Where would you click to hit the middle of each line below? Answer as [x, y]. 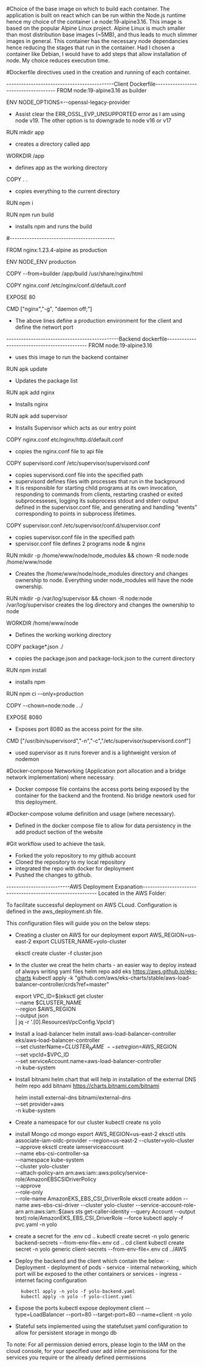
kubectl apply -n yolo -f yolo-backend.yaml [78, 1291]
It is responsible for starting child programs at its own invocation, [96, 488]
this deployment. [36, 802]
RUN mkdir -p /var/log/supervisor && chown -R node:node [80, 598]
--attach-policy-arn [39, 1172]
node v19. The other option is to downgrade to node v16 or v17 [93, 120]
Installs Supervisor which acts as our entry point [76, 428]
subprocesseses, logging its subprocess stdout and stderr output [97, 501]
